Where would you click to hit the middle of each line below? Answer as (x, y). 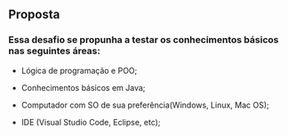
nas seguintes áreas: (55, 51)
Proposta (34, 15)
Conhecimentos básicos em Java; (83, 87)
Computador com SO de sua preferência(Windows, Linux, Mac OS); (145, 105)
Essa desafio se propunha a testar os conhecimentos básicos (144, 40)
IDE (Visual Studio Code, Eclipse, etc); (91, 122)
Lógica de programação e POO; (79, 70)
